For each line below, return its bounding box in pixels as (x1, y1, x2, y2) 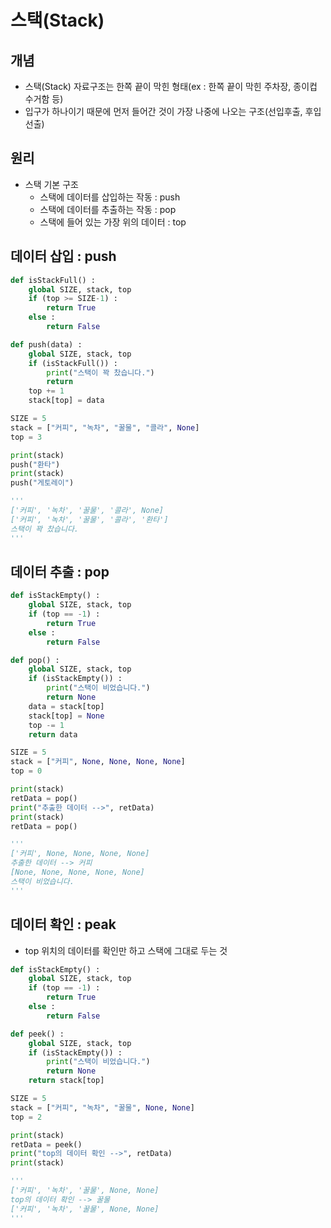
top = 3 (10, 432, 43, 442)
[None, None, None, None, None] (10, 867, 145, 878)
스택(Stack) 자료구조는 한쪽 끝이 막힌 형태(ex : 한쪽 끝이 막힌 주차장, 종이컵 (24, 81, 318, 92)
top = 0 (10, 766, 43, 776)
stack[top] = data (28, 396, 105, 406)
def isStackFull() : (10, 275, 97, 285)
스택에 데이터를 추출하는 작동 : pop (39, 203, 177, 215)
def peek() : (10, 1029, 65, 1039)
